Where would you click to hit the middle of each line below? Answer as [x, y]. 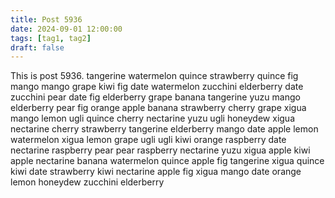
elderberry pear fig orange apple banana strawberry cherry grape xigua [158, 108]
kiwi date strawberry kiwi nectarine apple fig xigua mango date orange [156, 172]
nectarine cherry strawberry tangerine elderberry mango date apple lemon [164, 129]
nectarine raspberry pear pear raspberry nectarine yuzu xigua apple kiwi [160, 150]
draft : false [37, 47]
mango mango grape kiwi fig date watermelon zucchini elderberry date [157, 87]
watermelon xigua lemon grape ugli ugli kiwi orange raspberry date [148, 140]
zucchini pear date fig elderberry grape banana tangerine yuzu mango [155, 97]
